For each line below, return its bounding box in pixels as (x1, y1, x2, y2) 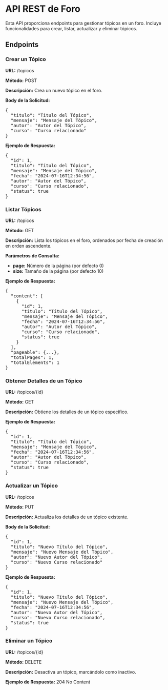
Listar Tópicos (5, 206, 42, 213)
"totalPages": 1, (10, 354, 54, 360)
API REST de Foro (5, 3, 81, 15)
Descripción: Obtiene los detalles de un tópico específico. (5, 409, 129, 415)
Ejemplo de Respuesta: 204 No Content (5, 679, 91, 685)
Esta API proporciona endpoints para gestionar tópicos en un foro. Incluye (5, 20, 161, 26)
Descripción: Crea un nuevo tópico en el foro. (5, 87, 102, 93)
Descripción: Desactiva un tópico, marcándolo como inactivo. (5, 668, 137, 675)
